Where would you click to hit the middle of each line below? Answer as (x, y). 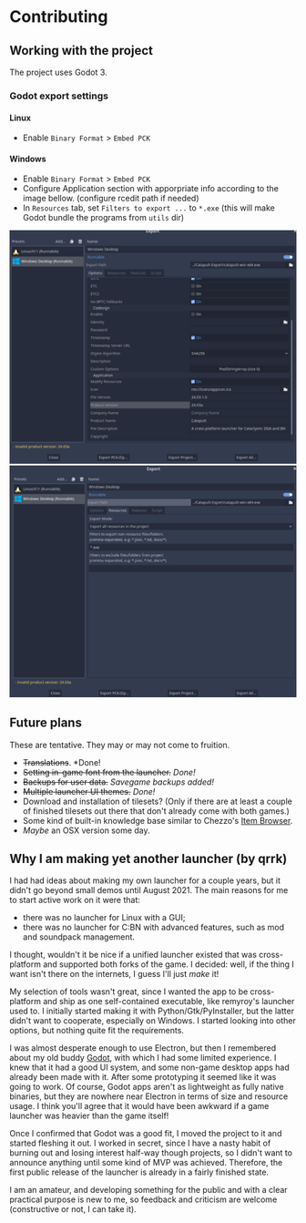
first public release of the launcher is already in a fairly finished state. (139, 1172)
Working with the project (81, 51)
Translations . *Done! (62, 762)
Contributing (59, 17)
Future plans (46, 723)
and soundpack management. (78, 937)
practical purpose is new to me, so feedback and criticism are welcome (143, 1199)
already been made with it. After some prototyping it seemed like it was (143, 1077)
